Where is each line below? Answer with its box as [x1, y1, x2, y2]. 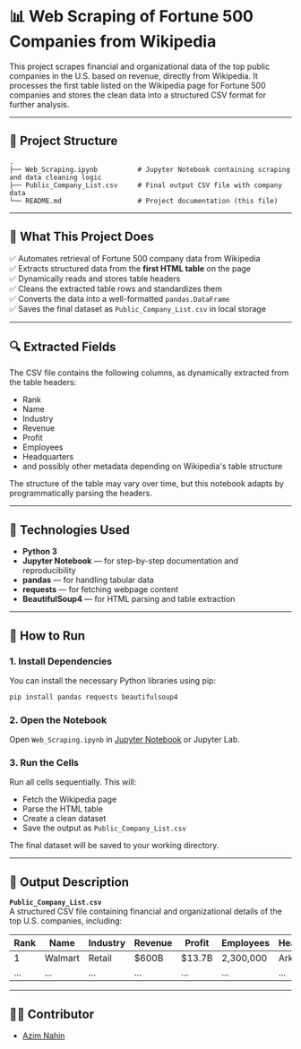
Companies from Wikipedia [9, 31, 217, 52]
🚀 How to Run [9, 628, 86, 643]
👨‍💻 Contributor [9, 1006, 95, 1021]
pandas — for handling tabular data [21, 574, 154, 586]
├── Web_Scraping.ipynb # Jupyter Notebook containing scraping [9, 165, 291, 174]
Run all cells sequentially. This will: [9, 777, 137, 787]
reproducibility [21, 565, 76, 576]
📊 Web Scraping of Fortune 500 [9, 6, 254, 27]
